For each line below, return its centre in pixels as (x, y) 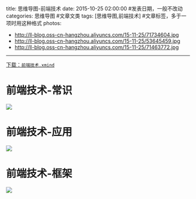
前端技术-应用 (39, 132)
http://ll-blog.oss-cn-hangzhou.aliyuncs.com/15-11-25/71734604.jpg (97, 35)
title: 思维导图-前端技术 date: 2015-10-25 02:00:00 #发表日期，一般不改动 (94, 8)
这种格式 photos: (41, 23)
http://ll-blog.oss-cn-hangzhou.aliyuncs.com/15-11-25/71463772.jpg (97, 47)
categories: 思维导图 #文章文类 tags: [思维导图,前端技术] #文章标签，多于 (94, 16)
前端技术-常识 (39, 91)
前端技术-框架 (39, 174)
